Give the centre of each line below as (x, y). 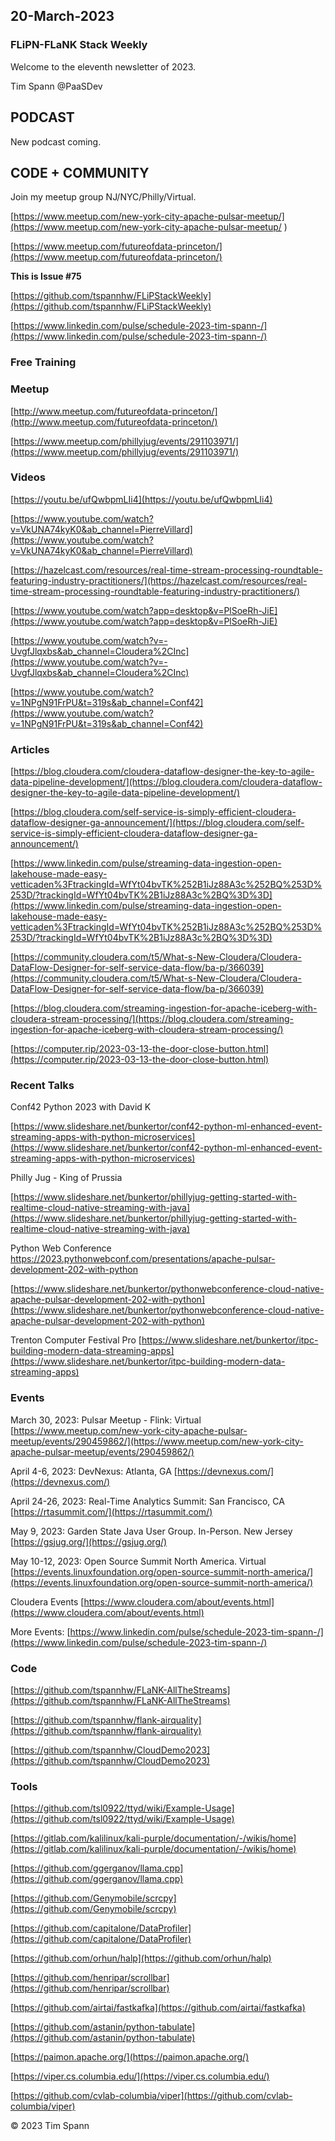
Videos (28, 477)
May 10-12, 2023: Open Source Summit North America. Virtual (138, 1561)
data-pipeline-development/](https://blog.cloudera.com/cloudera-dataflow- (166, 782)
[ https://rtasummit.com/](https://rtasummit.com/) (111, 1511)
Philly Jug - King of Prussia (66, 1178)
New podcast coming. (56, 141)
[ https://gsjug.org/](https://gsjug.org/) (89, 1541)
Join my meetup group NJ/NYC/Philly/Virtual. (103, 197)
